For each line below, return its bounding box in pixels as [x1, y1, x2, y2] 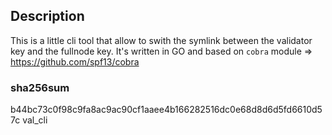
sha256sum [10, 80, 70, 94]
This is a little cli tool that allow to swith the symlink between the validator [10, 34, 313, 46]
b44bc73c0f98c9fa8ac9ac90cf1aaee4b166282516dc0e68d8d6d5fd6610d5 [10, 104, 323, 116]
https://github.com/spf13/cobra [10, 55, 140, 68]
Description [10, 8, 85, 25]
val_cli [22, 114, 48, 126]
